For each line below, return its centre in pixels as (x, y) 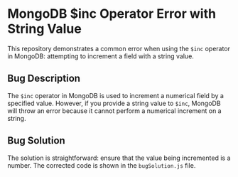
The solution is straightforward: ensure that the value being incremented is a (119, 158)
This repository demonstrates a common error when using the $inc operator (119, 48)
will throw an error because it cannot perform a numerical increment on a (114, 111)
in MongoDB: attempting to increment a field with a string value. (101, 56)
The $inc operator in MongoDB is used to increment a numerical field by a (115, 95)
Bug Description (44, 79)
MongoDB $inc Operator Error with (112, 14)
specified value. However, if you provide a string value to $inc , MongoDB (114, 103)
